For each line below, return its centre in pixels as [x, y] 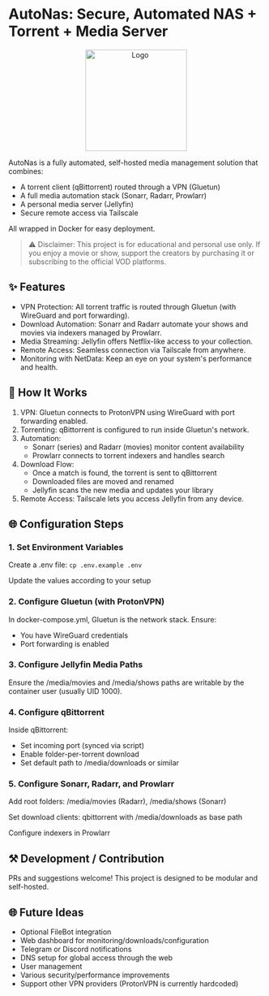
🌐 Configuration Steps [66, 524]
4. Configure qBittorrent [57, 712]
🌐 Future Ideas [46, 912]
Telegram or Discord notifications [76, 949]
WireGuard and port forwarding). [75, 315]
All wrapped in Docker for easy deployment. [82, 228]
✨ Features [37, 287]
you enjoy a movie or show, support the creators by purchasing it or [141, 253]
